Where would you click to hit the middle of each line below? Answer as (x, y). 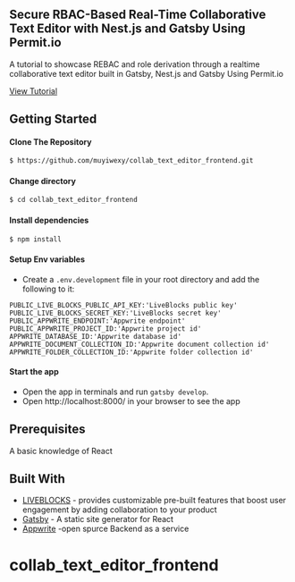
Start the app (34, 372)
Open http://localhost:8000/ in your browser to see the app (131, 401)
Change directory (42, 181)
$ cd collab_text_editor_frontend (74, 200)
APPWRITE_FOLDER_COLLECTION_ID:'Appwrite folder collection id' (131, 352)
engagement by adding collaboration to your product (119, 510)
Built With (37, 479)
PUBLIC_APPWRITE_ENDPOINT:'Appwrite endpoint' (97, 321)
